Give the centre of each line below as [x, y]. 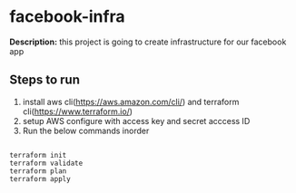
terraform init [38, 155]
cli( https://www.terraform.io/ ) [78, 111]
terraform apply [40, 179]
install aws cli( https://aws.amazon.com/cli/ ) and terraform [131, 101]
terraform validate [46, 163]
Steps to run [44, 80]
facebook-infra [67, 17]
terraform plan [38, 171]
